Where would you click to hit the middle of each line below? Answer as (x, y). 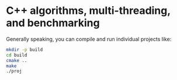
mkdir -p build (25, 50)
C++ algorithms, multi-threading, (88, 11)
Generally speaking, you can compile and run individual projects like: (89, 39)
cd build (17, 55)
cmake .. (17, 60)
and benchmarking (53, 23)
